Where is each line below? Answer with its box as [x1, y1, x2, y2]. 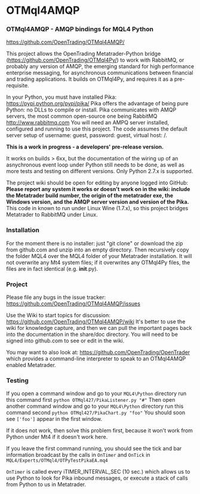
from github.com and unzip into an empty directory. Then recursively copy [6, 246, 189, 253]
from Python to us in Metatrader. [6, 481, 87, 488]
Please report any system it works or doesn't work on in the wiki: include [6, 186, 190, 193]
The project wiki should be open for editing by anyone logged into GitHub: [6, 179, 189, 186]
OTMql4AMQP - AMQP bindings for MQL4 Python [6, 25, 154, 34]
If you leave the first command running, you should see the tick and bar [6, 445, 182, 452]
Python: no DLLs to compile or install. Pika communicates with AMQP [6, 106, 177, 114]
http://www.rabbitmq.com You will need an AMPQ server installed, [6, 119, 170, 126]
